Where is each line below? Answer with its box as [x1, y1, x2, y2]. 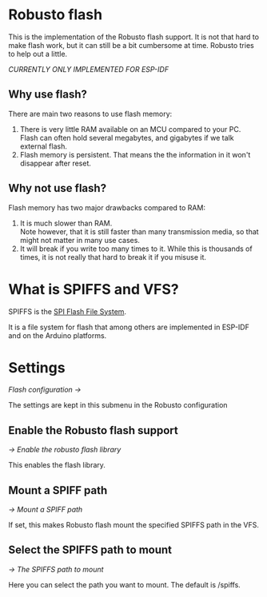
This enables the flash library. [8, 460, 106, 470]
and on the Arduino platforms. [8, 330, 107, 340]
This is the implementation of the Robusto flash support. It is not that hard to [8, 32, 260, 42]
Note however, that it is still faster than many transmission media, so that [19, 226, 259, 237]
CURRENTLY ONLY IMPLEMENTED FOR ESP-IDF [8, 64, 169, 74]
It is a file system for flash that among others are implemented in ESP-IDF [8, 322, 249, 332]
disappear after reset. [19, 158, 92, 168]
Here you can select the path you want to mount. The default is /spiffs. [8, 579, 241, 589]
